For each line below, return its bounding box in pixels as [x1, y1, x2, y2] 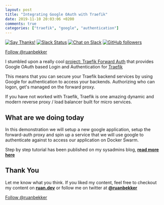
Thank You [5, 166, 39, 175]
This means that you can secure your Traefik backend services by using [5, 73, 153, 79]
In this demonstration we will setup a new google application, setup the [5, 126, 151, 132]
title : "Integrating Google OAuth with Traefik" [5, 12, 108, 17]
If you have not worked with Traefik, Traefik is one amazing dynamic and [5, 94, 154, 100]
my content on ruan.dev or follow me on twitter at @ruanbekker [5, 185, 138, 191]
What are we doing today [5, 113, 84, 122]
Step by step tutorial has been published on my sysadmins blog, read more [5, 146, 159, 152]
